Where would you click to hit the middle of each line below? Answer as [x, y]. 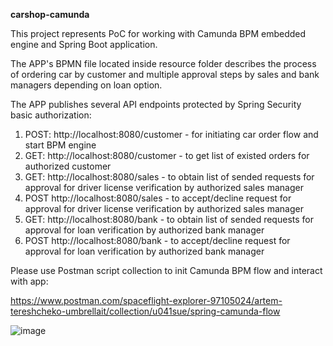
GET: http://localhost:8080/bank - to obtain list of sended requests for [169, 219]
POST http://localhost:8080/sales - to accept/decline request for [158, 198]
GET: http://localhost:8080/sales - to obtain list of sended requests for [169, 177]
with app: [29, 281]
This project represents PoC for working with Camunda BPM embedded [158, 33]
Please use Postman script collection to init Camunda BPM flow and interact [166, 270]
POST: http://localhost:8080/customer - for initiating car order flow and [171, 134]
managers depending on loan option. [86, 85]
